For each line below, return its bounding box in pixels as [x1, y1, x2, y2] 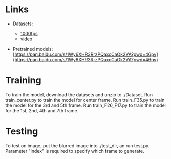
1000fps [20, 30, 38, 36]
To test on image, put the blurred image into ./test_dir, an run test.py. [5, 142, 150, 149]
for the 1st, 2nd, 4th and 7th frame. [5, 107, 79, 113]
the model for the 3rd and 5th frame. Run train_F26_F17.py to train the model [5, 102, 166, 108]
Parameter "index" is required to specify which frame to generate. [5, 148, 144, 154]
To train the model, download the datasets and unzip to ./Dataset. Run [5, 91, 153, 98]
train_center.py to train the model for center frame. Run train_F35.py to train [5, 97, 165, 103]
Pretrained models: [12, 46, 53, 52]
